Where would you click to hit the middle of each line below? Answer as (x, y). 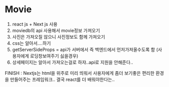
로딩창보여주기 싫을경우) (54, 56)
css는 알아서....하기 (31, 43)
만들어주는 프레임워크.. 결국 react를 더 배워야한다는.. (63, 79)
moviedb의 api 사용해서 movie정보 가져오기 (56, 30)
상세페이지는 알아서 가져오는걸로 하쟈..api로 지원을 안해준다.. (73, 62)
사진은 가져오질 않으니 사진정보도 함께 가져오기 (58, 37)
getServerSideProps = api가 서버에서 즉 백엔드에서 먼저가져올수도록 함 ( (85, 49)
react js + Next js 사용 (35, 24)
